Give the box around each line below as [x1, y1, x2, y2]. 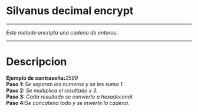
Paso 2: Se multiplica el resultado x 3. [6, 87, 98, 94]
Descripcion [6, 55, 67, 69]
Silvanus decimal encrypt [6, 4, 134, 18]
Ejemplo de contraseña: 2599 [6, 74, 78, 82]
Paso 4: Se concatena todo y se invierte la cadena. [6, 99, 130, 106]
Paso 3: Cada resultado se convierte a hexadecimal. [6, 93, 134, 100]
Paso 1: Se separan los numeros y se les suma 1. [6, 80, 124, 87]
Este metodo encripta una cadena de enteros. [6, 29, 118, 36]
